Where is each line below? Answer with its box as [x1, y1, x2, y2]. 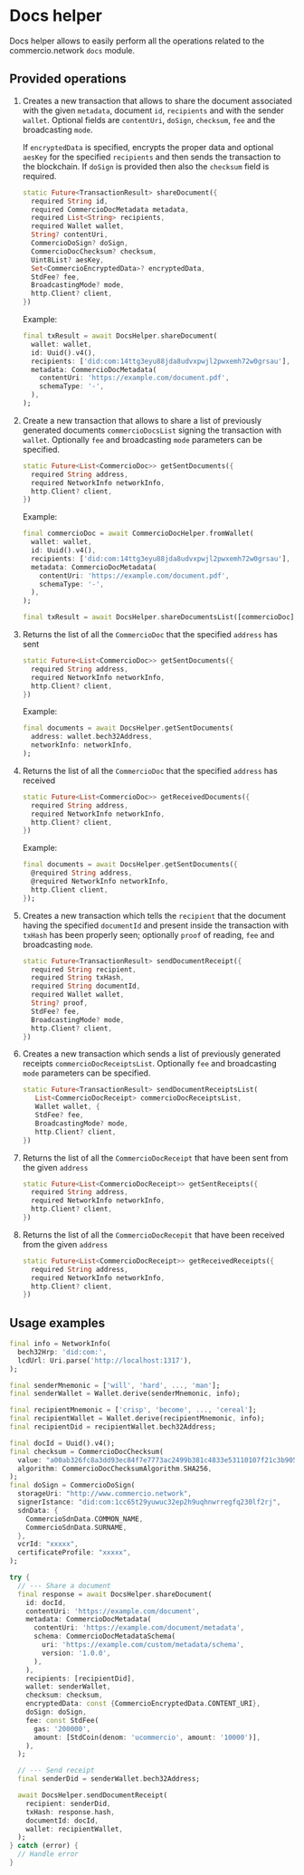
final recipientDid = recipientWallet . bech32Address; [9, 1422, 217, 1431]
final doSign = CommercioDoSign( [9, 1481, 136, 1490]
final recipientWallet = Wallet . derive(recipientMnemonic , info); [9, 1414, 265, 1423]
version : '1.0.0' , [42, 1649, 111, 1658]
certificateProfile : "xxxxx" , [17, 1548, 131, 1557]
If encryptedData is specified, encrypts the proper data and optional [22, 141, 274, 152]
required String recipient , [31, 965, 138, 974]
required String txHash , [31, 973, 125, 982]
